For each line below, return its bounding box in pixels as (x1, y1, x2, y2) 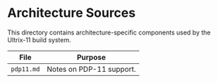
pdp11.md (11, 65, 40, 73)
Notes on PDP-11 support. (47, 64, 136, 74)
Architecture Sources (7, 5, 136, 21)
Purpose (76, 52, 107, 62)
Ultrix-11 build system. (7, 35, 72, 44)
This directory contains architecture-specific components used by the (7, 28, 211, 37)
